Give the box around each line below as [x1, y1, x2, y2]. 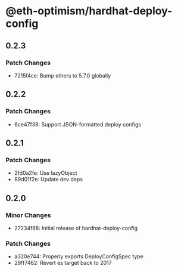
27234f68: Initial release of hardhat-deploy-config [14, 224, 138, 231]
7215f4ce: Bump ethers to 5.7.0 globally [14, 72, 111, 79]
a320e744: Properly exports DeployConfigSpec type [14, 253, 143, 260]
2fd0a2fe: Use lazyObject [14, 169, 77, 177]
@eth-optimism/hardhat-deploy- [5, 4, 173, 18]
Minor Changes [5, 211, 51, 219]
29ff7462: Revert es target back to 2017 [14, 259, 112, 267]
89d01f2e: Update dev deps [14, 176, 83, 183]
